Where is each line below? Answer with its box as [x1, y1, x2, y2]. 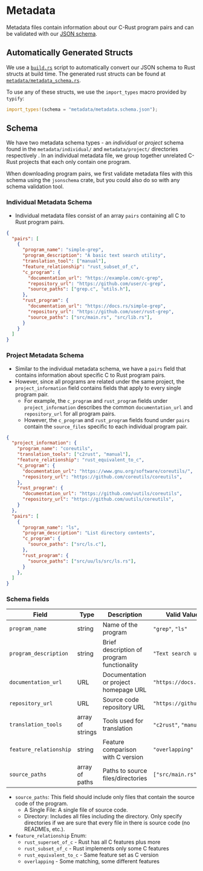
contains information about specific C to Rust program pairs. [14, 371, 166, 379]
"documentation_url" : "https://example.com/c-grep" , [28, 275, 164, 281]
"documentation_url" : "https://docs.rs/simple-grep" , [28, 303, 166, 309]
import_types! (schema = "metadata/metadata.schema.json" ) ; [6, 106, 158, 113]
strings [77, 728, 97, 737]
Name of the [102, 621, 138, 629]
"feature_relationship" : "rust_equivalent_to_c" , [17, 457, 145, 463]
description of [102, 645, 143, 654]
